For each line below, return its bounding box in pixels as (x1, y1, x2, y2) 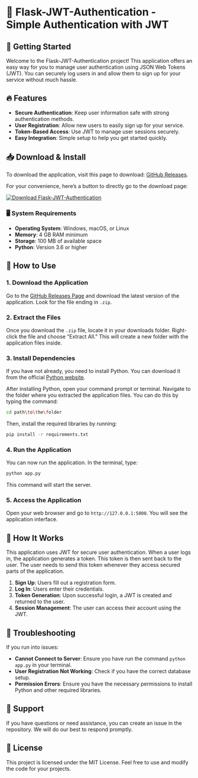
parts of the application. (6, 567, 64, 575)
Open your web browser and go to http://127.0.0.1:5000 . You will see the (6, 509, 188, 516)
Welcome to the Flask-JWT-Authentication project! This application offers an (6, 58, 193, 64)
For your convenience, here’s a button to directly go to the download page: (6, 182, 188, 189)
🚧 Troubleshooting (6, 628, 76, 638)
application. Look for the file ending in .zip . (6, 298, 112, 305)
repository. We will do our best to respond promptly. (6, 726, 133, 733)
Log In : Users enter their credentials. (14, 585, 105, 592)
